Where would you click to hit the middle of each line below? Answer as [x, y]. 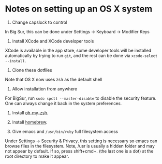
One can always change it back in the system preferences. [63, 103]
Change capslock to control [40, 22]
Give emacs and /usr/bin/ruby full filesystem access [65, 131]
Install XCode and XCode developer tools [53, 41]
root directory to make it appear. [37, 156]
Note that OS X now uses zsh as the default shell [54, 79]
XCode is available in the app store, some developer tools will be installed [78, 50]
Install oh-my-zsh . [30, 113]
